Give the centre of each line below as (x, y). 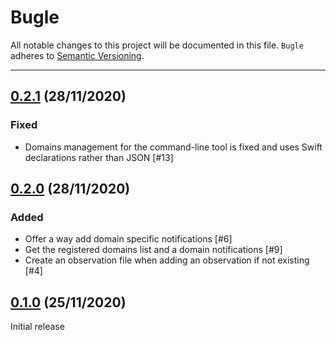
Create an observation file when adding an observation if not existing (167, 260)
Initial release (37, 327)
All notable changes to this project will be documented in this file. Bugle (157, 45)
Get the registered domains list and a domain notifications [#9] (153, 250)
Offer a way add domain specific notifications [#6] (128, 239)
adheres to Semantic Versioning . (77, 55)
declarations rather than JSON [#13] (99, 157)
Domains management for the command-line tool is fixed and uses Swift (173, 147)
